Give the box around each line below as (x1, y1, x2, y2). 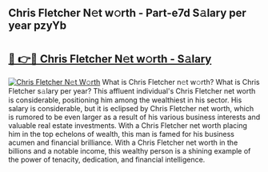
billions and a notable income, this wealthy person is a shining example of (8, 146, 251, 155)
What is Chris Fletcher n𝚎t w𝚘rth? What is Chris (102, 78, 260, 86)
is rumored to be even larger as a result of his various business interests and (8, 112, 261, 122)
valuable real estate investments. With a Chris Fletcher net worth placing (8, 121, 248, 130)
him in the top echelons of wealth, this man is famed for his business (8, 130, 234, 138)
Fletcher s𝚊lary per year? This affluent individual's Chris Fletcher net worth (8, 86, 256, 95)
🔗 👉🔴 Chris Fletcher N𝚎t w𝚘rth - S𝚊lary (8, 52, 212, 66)
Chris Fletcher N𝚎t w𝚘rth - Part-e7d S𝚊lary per (8, 6, 246, 20)
